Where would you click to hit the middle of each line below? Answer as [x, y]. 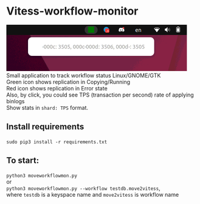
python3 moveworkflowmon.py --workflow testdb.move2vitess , [83, 188]
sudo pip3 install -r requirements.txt [57, 142]
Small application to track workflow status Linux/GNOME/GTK [84, 75]
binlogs [16, 101]
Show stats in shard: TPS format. [47, 107]
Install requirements [45, 127]
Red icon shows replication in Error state [57, 88]
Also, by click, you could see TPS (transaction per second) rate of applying [100, 95]
